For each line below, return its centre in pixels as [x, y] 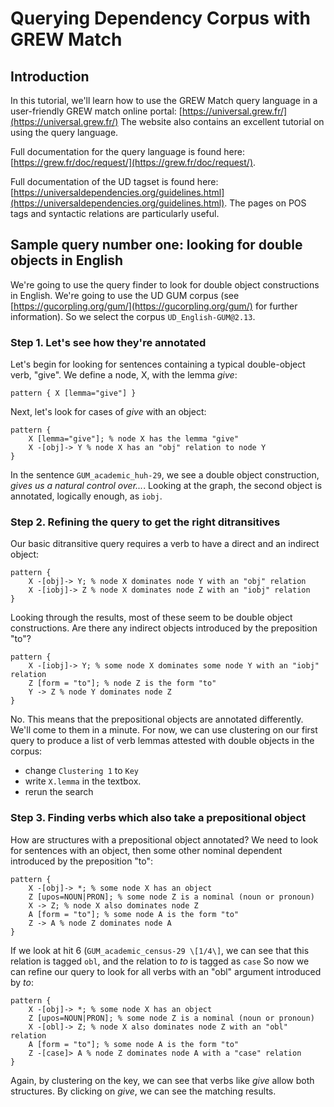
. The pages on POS [265, 203]
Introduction [50, 76]
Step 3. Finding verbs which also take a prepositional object [158, 818]
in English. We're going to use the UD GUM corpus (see [125, 295]
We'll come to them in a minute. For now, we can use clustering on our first [164, 730]
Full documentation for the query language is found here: [128, 151]
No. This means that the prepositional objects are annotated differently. [157, 719]
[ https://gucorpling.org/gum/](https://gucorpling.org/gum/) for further [154, 306]
